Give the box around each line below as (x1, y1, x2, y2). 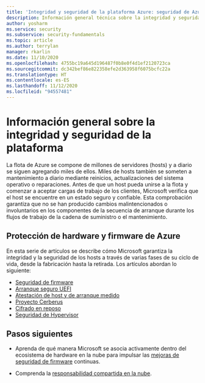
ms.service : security (6, 26, 62, 32)
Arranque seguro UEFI (15, 285, 71, 292)
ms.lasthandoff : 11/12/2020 (6, 83, 78, 89)
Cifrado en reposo (15, 304, 61, 312)
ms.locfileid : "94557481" (6, 89, 72, 95)
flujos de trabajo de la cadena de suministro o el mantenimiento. (6, 213, 168, 220)
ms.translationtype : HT (6, 72, 67, 78)
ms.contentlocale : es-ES (6, 77, 70, 83)
